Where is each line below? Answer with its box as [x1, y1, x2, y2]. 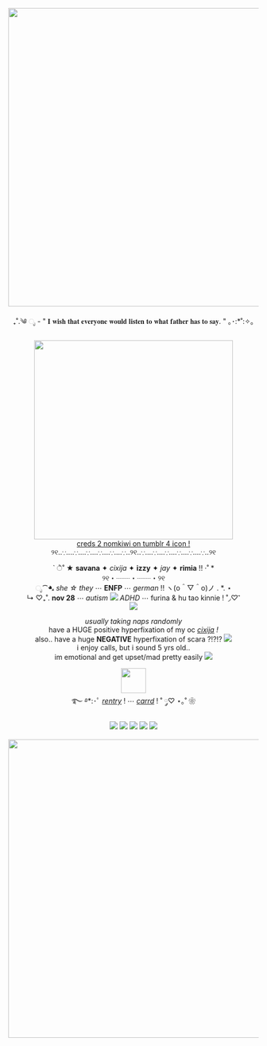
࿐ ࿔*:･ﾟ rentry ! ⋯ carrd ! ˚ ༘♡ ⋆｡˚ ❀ [71, 697, 196, 705]
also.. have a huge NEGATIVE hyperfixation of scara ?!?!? [34, 634, 222, 644]
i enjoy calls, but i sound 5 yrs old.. [76, 643, 191, 652]
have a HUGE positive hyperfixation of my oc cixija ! [48, 625, 219, 634]
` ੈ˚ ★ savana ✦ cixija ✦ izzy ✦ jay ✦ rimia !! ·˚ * [52, 564, 215, 572]
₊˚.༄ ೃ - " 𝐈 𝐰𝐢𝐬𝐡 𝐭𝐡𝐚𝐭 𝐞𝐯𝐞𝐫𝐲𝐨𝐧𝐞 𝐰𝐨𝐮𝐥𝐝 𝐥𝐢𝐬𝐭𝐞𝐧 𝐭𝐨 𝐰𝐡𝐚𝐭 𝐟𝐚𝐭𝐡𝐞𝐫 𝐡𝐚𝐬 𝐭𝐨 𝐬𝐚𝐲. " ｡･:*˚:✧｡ [13, 317, 254, 326]
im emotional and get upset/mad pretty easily [54, 653, 203, 662]
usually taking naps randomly [84, 617, 183, 626]
